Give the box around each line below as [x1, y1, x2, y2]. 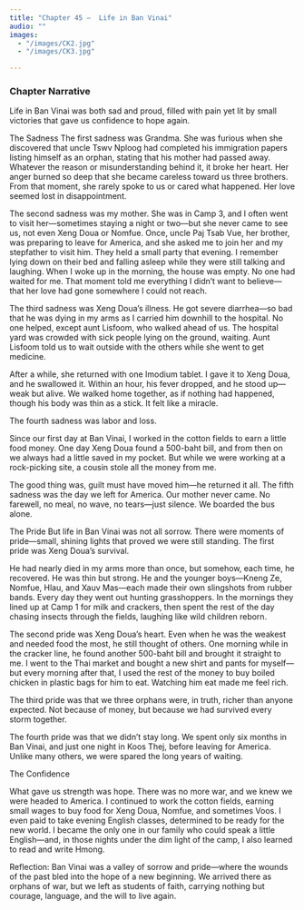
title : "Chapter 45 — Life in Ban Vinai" [9, 13, 172, 23]
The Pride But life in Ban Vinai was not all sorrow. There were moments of [9, 526, 284, 537]
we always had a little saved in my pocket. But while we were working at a [9, 452, 286, 463]
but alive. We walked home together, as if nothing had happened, [31, 388, 275, 400]
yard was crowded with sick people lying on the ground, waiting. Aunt [9, 332, 270, 343]
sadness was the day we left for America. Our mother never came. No [9, 490, 270, 500]
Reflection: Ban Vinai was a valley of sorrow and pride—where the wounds [9, 862, 289, 873]
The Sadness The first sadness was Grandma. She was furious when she [9, 133, 283, 143]
